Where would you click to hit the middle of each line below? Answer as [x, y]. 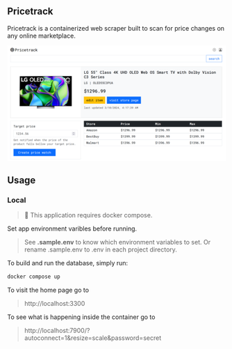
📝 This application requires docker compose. [88, 215]
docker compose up [34, 277]
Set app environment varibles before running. [72, 228]
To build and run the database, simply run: [68, 263]
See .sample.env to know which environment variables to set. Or [117, 242]
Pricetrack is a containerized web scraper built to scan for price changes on [116, 28]
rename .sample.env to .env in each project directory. [100, 249]
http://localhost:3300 [55, 304]
